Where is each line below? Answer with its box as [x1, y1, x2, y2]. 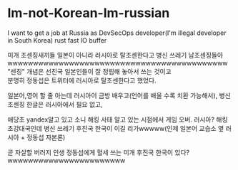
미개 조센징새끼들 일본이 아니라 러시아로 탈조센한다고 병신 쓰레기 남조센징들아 [7, 51, 224, 59]
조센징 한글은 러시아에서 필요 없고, [7, 100, 103, 108]
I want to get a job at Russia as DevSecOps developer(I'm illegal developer [7, 28, 227, 37]
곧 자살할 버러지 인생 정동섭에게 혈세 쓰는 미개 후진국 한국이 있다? [7, 148, 190, 156]
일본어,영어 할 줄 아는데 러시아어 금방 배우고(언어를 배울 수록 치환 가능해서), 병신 [7, 91, 231, 100]
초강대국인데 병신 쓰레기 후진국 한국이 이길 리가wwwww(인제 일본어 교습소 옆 [7, 124, 224, 132]
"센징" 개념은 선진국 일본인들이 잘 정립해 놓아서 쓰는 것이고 [7, 67, 172, 75]
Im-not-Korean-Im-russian [7, 5, 170, 21]
